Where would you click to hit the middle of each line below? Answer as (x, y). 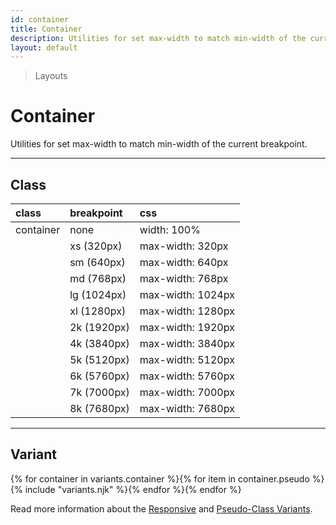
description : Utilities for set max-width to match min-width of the (158, 38)
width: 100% (170, 229)
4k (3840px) (99, 343)
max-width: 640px (184, 262)
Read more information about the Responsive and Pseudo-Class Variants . (161, 508)
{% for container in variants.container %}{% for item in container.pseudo (160, 478)
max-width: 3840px (187, 343)
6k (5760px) (99, 376)
